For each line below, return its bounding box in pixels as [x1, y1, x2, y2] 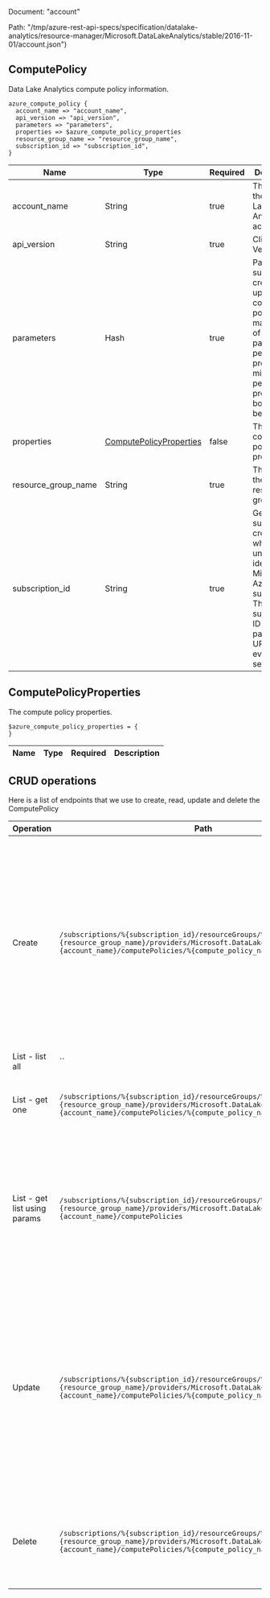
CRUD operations [8, 774, 97, 788]
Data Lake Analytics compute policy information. [8, 84, 169, 93]
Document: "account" [8, 7, 80, 16]
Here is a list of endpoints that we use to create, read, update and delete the [8, 795, 260, 805]
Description [113, 747, 160, 758]
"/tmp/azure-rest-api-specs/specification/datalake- [27, 23, 198, 31]
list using [12, 1203, 47, 1214]
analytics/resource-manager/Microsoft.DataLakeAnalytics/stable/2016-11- [8, 31, 253, 40]
